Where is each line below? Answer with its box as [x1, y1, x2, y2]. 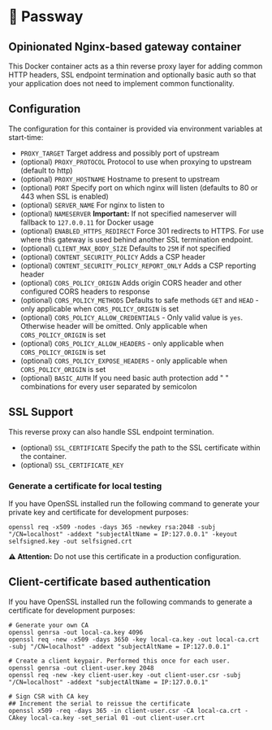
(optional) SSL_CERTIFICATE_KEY [19, 460, 124, 470]
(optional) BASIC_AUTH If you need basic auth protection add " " [19, 373, 229, 382]
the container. [19, 451, 67, 461]
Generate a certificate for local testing [8, 480, 162, 492]
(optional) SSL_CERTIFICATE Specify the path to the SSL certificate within [19, 443, 261, 452]
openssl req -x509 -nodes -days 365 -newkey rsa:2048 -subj [8, 522, 217, 531]
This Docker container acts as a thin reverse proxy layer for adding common [8, 61, 263, 71]
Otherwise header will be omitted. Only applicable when [19, 321, 208, 330]
